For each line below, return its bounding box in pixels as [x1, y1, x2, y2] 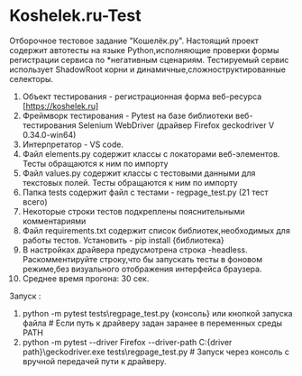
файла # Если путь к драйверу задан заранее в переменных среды [22, 317, 282, 328]
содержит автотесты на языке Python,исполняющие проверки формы [9, 44, 279, 55]
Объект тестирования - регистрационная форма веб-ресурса [22, 91, 262, 102]
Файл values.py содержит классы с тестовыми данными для [22, 168, 256, 179]
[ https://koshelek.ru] [22, 100, 99, 111]
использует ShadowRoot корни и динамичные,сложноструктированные [9, 64, 287, 75]
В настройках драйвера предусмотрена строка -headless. [22, 244, 248, 255]
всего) [22, 196, 48, 207]
